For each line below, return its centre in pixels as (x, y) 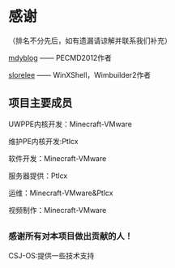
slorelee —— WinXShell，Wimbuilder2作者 (80, 74)
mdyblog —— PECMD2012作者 (60, 57)
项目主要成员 (41, 103)
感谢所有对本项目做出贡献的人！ (71, 236)
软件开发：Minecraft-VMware (58, 158)
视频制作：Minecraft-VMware (58, 210)
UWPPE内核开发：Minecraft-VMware (70, 124)
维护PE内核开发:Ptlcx (43, 141)
